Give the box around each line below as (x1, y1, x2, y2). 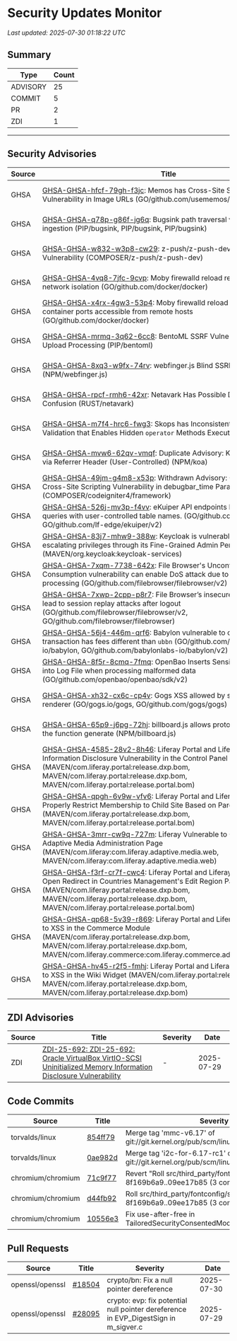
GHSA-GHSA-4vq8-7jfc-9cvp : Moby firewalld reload (42, 272, 223, 282)
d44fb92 (87, 1194, 117, 1204)
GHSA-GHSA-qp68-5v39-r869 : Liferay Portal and (42, 914, 215, 924)
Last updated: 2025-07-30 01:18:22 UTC (7, 28, 126, 37)
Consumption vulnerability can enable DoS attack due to (42, 569, 229, 579)
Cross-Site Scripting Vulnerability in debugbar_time (42, 481, 214, 491)
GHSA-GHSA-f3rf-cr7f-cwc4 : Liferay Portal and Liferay (42, 867, 232, 877)
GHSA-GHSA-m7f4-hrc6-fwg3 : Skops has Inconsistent (42, 419, 231, 429)
